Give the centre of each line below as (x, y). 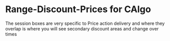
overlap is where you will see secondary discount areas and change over (82, 28)
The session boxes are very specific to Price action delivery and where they (85, 23)
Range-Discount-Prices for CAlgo (78, 9)
